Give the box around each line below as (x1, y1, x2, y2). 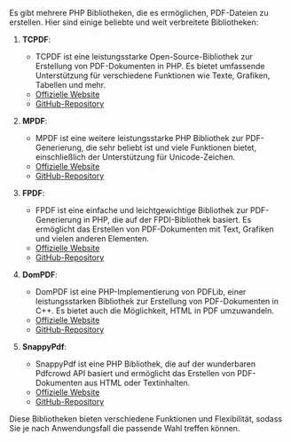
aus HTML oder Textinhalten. (83, 377, 191, 388)
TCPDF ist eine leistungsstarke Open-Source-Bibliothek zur (35, 51, 253, 61)
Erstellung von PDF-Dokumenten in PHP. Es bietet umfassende (35, 61, 265, 71)
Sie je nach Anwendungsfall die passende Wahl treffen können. (9, 423, 240, 433)
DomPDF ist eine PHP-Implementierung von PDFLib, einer (35, 287, 247, 296)
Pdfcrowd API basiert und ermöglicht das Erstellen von (35, 368, 235, 378)
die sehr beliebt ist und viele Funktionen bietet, (85, 142, 257, 153)
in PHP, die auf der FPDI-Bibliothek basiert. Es (83, 215, 252, 225)
